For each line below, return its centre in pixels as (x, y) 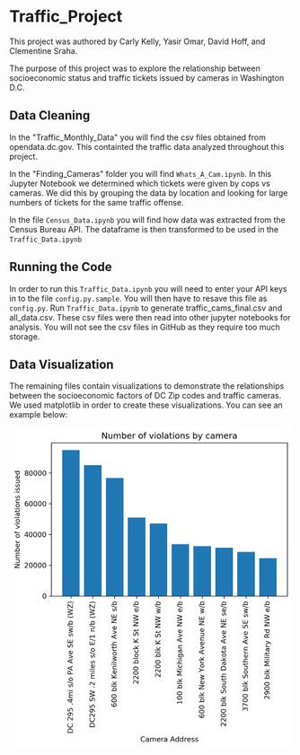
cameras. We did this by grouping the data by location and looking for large (149, 193)
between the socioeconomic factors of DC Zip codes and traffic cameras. (146, 396)
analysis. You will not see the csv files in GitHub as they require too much (145, 327)
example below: (39, 415)
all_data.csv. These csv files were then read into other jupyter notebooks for (150, 317)
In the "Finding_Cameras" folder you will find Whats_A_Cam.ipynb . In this (141, 173)
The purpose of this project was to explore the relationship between (135, 68)
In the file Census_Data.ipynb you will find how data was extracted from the (147, 219)
